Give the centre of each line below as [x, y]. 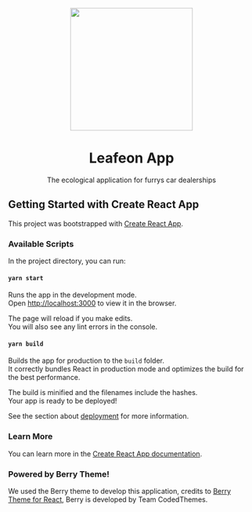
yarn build [26, 344]
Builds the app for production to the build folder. [86, 360]
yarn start [26, 278]
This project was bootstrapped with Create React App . [96, 223]
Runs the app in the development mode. [72, 295]
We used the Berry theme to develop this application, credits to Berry [120, 492]
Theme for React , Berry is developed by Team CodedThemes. [108, 499]
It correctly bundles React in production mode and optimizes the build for [126, 369]
